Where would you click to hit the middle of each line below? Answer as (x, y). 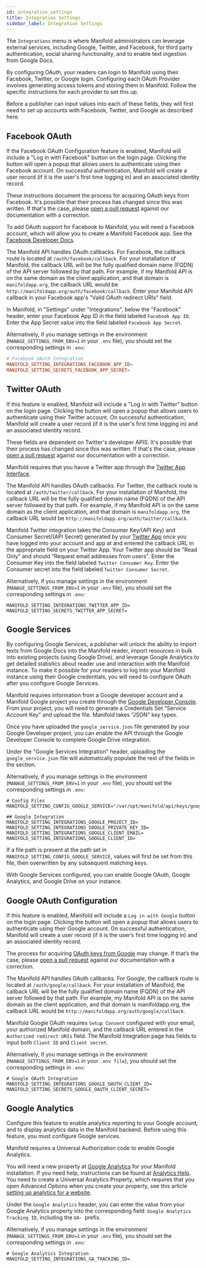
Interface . (19, 473)
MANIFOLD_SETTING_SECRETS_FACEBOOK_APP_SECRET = (68, 370)
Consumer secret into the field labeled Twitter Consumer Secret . (88, 569)
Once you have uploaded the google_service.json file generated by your (98, 727)
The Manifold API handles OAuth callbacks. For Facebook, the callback (96, 252)
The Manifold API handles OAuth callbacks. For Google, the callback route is (103, 978)
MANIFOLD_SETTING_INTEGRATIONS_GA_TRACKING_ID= (68, 1259)
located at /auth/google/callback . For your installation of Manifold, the (96, 985)
